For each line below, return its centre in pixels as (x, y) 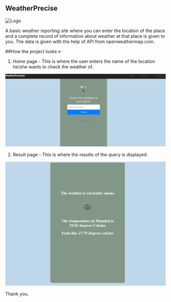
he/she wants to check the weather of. (53, 66)
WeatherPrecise (32, 8)
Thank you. (17, 294)
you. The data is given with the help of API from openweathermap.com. (80, 41)
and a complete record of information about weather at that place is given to (85, 36)
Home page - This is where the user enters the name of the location (84, 61)
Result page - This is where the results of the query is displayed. (80, 155)
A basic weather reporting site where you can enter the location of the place (85, 31)
